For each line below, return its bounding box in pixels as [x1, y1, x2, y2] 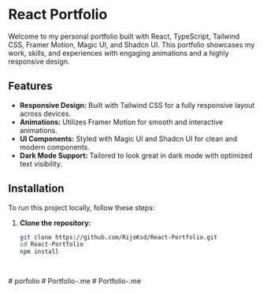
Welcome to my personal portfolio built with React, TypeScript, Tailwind [8, 32, 240, 41]
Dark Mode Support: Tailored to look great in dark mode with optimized [19, 150, 253, 160]
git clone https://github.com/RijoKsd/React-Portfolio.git [19, 233, 218, 241]
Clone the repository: [19, 218, 91, 228]
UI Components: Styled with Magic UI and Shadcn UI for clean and [19, 134, 238, 143]
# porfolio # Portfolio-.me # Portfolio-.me [8, 276, 142, 286]
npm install [19, 248, 59, 256]
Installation [8, 182, 65, 195]
